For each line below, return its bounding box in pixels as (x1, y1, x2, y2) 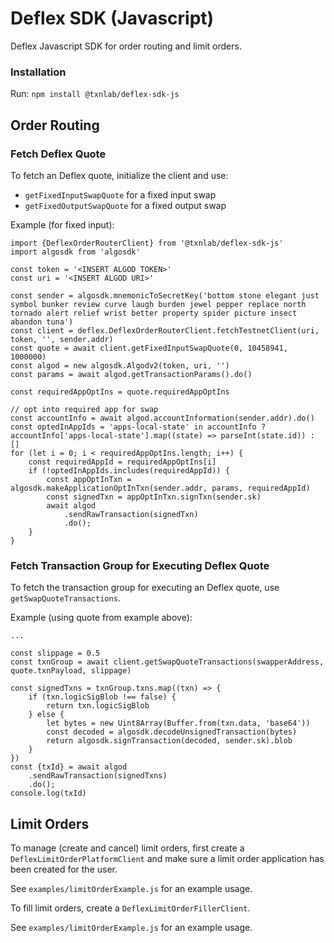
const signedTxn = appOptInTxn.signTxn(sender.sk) (46, 492, 262, 502)
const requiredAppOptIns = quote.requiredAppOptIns (10, 387, 230, 397)
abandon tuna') (10, 317, 74, 327)
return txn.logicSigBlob (46, 701, 150, 711)
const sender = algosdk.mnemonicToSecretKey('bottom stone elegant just (10, 290, 320, 301)
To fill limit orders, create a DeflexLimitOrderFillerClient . (10, 902, 251, 914)
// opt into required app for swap (10, 404, 159, 414)
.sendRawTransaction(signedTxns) (28, 771, 168, 781)
